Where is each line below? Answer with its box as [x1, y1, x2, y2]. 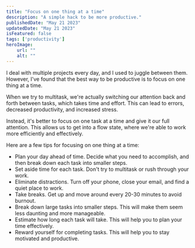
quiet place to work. [14, 185, 64, 192]
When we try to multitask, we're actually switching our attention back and [6, 93, 186, 100]
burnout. [14, 197, 36, 204]
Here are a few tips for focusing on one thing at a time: [6, 141, 139, 148]
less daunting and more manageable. [14, 209, 106, 217]
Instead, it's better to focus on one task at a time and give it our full [6, 117, 170, 125]
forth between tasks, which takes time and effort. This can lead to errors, [6, 99, 185, 107]
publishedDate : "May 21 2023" [6, 20, 81, 26]
